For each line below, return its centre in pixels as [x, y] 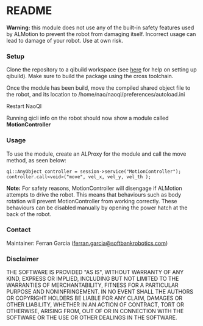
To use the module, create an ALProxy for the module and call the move [96, 154]
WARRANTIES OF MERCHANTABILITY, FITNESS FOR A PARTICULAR [92, 285]
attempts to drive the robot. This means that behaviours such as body [94, 194]
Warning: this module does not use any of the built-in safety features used [100, 27]
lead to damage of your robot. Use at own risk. [65, 40]
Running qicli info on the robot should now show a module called [87, 118]
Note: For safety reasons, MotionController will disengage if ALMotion [94, 188]
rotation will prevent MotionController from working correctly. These [92, 201]
